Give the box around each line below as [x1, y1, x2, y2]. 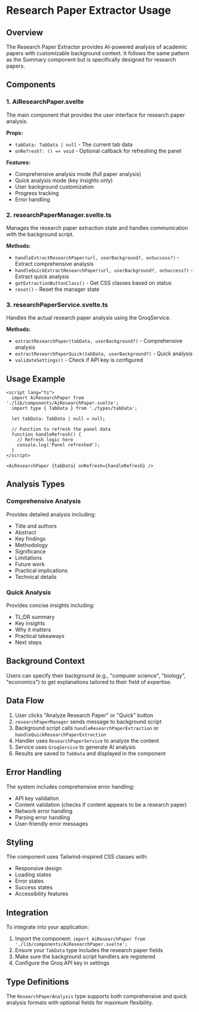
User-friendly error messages [14, 820, 88, 827]
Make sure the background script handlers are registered [14, 953, 155, 961]
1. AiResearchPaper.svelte [6, 98, 84, 106]
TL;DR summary [14, 613, 55, 621]
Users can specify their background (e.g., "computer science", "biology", [6, 671, 186, 679]
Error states [14, 877, 44, 885]
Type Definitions [6, 977, 69, 987]
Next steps [14, 639, 42, 646]
